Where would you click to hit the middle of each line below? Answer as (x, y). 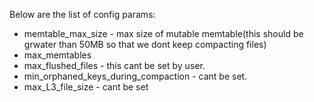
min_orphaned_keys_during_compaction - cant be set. (135, 76)
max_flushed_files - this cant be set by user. (114, 65)
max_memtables (57, 55)
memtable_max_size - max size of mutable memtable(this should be (163, 33)
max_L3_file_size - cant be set (86, 87)
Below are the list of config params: (82, 14)
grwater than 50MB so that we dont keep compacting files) (145, 44)
